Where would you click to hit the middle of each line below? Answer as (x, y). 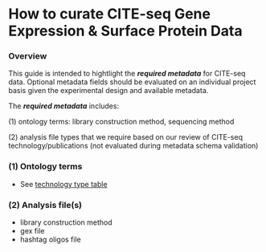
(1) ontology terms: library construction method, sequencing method (121, 122)
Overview (28, 56)
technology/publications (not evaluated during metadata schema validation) (133, 146)
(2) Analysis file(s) (45, 205)
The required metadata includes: (63, 106)
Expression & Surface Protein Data (125, 31)
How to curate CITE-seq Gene (110, 14)
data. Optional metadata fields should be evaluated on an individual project (132, 82)
